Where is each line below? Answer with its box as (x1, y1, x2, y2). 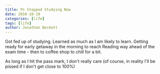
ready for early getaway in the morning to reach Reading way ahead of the (5, 44, 155, 50)
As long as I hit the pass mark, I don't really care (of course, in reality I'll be (5, 58, 156, 64)
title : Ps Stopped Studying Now (5, 7, 71, 12)
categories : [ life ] (5, 16, 45, 21)
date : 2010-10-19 (5, 12, 40, 17)
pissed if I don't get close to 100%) (5, 64, 76, 70)
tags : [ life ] (5, 20, 32, 26)
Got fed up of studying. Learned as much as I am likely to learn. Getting (5, 38, 149, 44)
